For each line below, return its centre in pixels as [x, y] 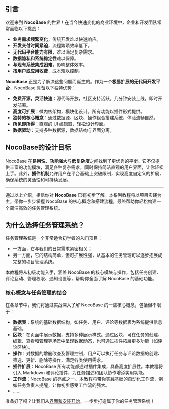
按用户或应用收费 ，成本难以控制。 [48, 71]
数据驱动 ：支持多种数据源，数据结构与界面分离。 [63, 130]
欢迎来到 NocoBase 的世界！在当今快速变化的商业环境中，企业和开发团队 [81, 22]
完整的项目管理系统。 [34, 262]
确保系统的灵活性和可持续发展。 [38, 180]
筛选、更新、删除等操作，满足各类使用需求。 [59, 360]
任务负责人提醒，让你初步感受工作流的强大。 [63, 385]
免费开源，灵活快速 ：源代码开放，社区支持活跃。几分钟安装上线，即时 [85, 98]
